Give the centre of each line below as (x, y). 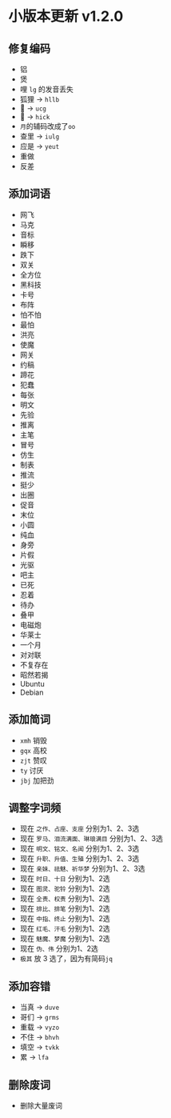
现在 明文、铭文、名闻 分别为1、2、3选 (80, 848)
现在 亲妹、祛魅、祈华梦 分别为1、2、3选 (82, 868)
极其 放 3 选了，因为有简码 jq (66, 959)
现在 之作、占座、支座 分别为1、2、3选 (80, 828)
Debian (32, 692)
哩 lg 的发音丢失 (46, 89)
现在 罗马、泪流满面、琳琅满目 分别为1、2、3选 (91, 839)
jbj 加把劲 (37, 780)
